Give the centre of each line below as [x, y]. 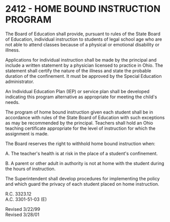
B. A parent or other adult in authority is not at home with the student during [85, 163]
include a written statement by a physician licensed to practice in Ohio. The [84, 65]
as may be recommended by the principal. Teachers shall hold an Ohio [79, 123]
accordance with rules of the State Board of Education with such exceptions [85, 117]
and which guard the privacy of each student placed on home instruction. [82, 184]
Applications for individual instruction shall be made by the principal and [81, 60]
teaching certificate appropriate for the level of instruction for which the [80, 128]
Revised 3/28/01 [22, 214]
